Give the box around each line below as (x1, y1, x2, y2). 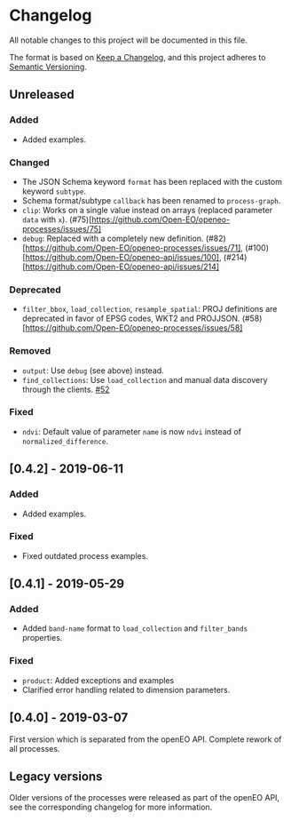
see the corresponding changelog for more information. (9, 801, 213, 813)
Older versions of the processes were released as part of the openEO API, (9, 793, 280, 803)
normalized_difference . (21, 435, 109, 446)
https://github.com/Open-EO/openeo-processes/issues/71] (25, 242, 241, 253)
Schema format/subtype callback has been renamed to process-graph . (21, 195, 281, 205)
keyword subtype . (21, 186, 87, 196)
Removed (9, 345, 51, 357)
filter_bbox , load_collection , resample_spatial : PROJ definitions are (21, 304, 278, 315)
